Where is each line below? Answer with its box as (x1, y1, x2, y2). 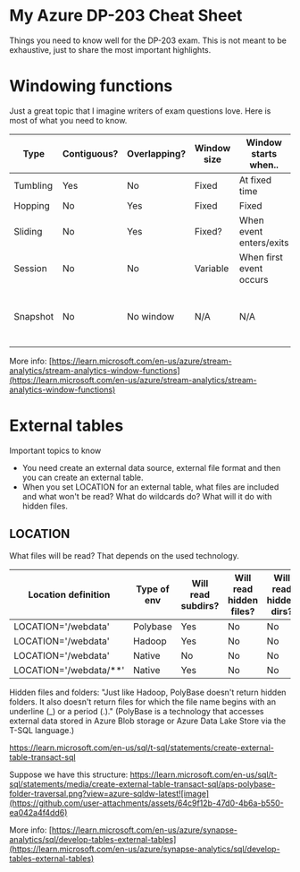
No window (126, 310, 175, 322)
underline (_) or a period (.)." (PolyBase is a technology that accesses (9, 705, 264, 716)
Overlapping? (126, 147, 186, 159)
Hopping (13, 199, 51, 211)
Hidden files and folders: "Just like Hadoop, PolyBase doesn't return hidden (9, 687, 287, 697)
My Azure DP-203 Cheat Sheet (9, 5, 243, 26)
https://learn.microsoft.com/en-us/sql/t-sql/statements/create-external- (9, 742, 275, 753)
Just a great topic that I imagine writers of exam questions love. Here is (9, 105, 271, 116)
